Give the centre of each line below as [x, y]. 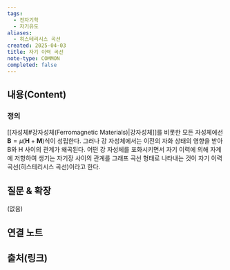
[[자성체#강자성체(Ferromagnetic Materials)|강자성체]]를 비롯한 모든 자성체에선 [115, 133]
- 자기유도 [26, 26]
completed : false [32, 65]
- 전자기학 [26, 20]
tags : [15, 13]
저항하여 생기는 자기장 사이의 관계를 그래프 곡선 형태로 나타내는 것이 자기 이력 [118, 158]
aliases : [20, 33]
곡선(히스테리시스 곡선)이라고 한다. [54, 167]
